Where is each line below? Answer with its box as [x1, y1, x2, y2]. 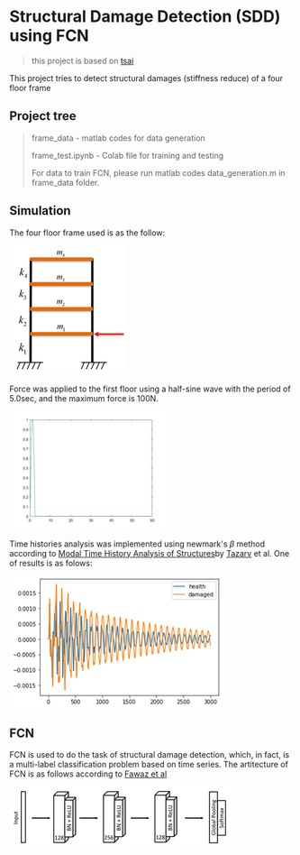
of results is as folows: [9, 557, 93, 568]
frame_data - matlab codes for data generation [31, 133, 205, 143]
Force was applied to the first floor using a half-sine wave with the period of [9, 383, 291, 394]
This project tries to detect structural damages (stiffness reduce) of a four [9, 72, 284, 83]
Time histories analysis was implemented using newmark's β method [9, 538, 266, 549]
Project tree [9, 108, 77, 124]
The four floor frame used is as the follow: [9, 227, 166, 238]
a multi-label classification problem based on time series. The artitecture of [9, 759, 288, 770]
